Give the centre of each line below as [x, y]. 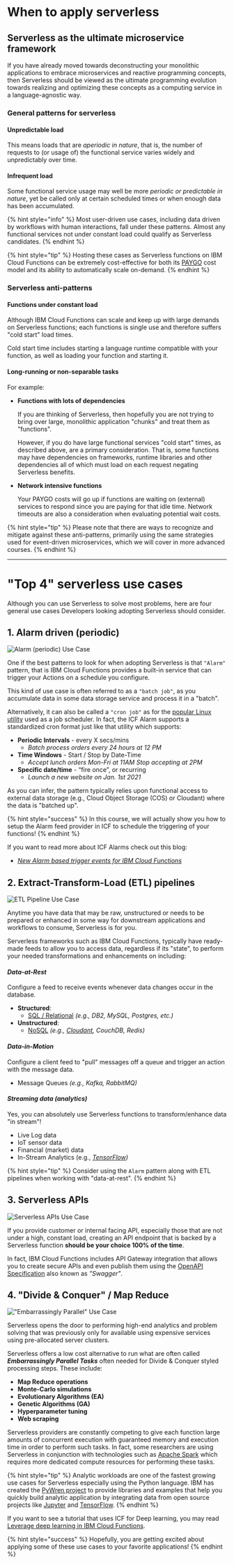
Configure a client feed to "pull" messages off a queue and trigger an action [116, 1061]
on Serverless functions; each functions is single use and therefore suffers [114, 327]
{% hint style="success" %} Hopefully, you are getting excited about [106, 1540]
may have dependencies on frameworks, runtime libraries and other [115, 457]
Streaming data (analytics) [47, 1099]
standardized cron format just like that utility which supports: [94, 727]
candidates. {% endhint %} [46, 242]
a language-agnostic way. [45, 95]
